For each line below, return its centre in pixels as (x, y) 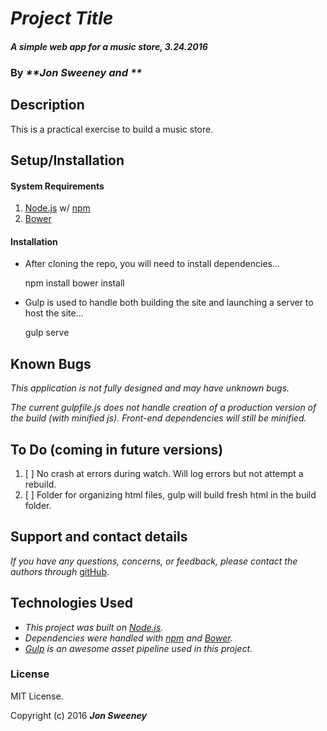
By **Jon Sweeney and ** (76, 72)
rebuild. (40, 484)
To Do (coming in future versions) (117, 449)
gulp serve (47, 333)
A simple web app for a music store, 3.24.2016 (109, 46)
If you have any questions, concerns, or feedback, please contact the (154, 561)
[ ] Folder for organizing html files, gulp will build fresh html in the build (170, 494)
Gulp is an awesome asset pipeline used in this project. (138, 648)
